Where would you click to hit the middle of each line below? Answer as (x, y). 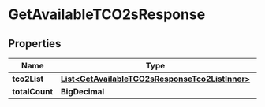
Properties (35, 44)
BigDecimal (82, 92)
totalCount (33, 92)
